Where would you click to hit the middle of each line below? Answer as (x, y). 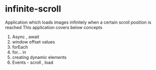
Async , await (26, 37)
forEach (20, 47)
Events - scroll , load (33, 62)
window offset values (33, 42)
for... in (19, 52)
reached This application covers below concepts (54, 27)
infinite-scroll (33, 9)
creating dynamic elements (39, 57)
